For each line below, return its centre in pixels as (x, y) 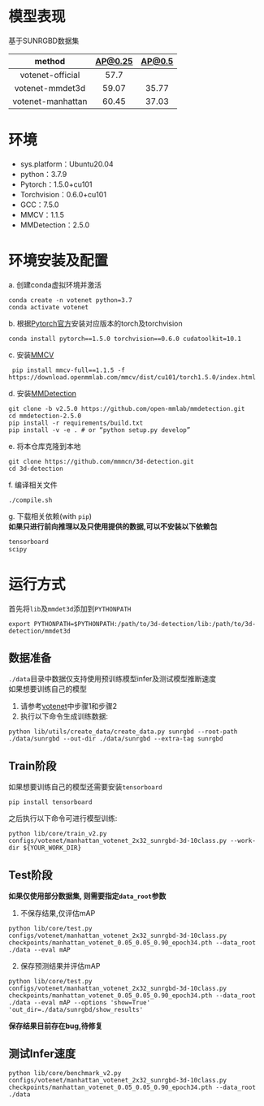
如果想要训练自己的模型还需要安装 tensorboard (85, 787)
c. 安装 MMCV (31, 355)
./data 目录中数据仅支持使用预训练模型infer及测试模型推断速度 (113, 679)
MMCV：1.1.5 (42, 214)
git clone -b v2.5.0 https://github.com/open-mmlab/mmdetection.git (127, 408)
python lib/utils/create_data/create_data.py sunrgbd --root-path (123, 732)
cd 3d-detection (36, 469)
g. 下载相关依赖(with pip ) (50, 516)
